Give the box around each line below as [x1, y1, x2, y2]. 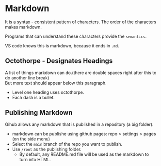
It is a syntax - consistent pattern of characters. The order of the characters [5, 19, 157, 25]
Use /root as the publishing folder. [12, 146, 81, 152]
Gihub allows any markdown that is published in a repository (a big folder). [5, 121, 154, 127]
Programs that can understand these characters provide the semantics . [5, 33, 147, 39]
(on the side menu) [12, 136, 50, 142]
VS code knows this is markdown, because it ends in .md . [5, 43, 120, 48]
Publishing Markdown [5, 108, 73, 117]
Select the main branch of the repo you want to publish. [12, 141, 123, 147]
